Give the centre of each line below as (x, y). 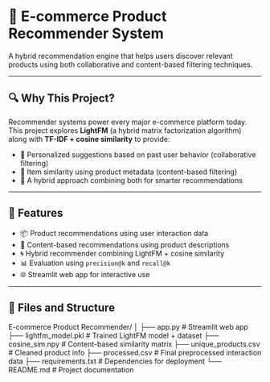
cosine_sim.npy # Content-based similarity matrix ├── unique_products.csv (135, 344)
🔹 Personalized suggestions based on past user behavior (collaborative (138, 154)
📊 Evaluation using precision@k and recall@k (95, 263)
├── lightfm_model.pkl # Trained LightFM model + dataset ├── (114, 336)
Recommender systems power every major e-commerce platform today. (128, 122)
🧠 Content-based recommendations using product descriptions (125, 244)
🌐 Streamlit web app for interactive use (85, 274)
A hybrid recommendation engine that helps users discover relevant (121, 56)
